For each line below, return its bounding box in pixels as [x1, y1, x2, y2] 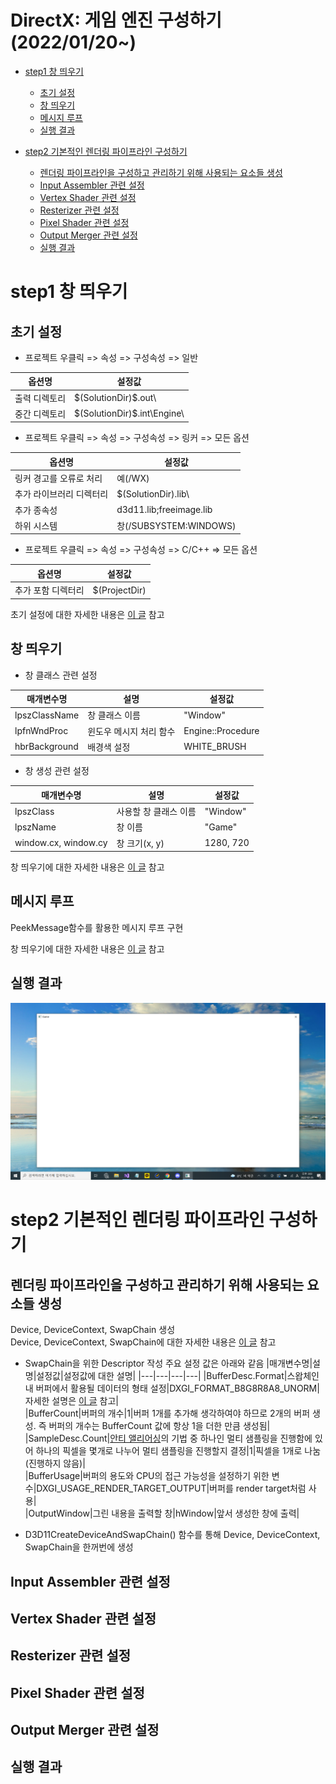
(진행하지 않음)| [24, 1457, 86, 1470]
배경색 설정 [87, 741, 131, 753]
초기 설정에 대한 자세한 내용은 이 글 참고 [10, 608, 165, 620]
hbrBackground [14, 741, 79, 753]
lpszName [14, 821, 57, 833]
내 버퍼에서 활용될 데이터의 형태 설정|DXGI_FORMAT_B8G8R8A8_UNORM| [24, 1382, 320, 1395]
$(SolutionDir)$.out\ [74, 392, 157, 404]
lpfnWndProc [14, 725, 69, 736]
